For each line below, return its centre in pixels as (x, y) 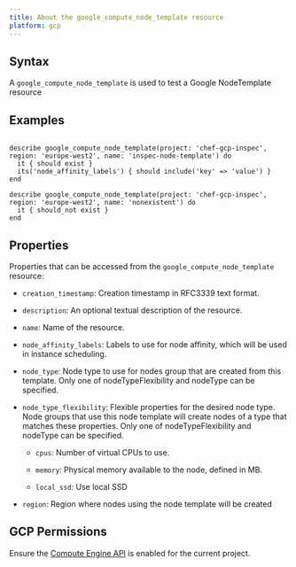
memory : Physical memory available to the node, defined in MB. (149, 470)
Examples (37, 120)
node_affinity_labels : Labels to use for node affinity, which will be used (155, 344)
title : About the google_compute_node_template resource (117, 17)
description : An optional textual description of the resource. (132, 310)
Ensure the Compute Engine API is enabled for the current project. (130, 553)
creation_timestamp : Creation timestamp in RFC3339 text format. (140, 292)
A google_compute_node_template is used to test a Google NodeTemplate (140, 83)
